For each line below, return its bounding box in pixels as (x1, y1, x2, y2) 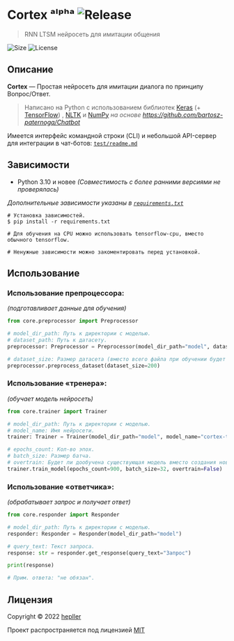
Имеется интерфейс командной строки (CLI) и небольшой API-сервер (7, 131, 217, 139)
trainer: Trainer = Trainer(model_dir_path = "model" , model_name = (7, 433, 201, 440)
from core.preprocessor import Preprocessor (7, 318, 139, 325)
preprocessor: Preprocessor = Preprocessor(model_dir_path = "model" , (7, 343, 210, 350)
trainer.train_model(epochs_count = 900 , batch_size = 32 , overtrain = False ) (7, 465, 223, 472)
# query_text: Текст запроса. (7, 543, 95, 550)
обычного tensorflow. (7, 236, 70, 243)
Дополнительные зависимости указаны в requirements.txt (7, 199, 184, 207)
